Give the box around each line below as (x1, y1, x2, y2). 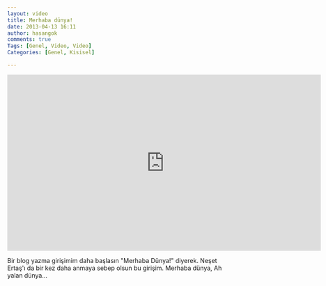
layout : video (7, 10, 49, 17)
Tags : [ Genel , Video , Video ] (7, 42, 92, 49)
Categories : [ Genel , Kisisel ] (7, 49, 95, 56)
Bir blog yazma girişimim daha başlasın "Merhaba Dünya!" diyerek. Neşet (7, 256, 217, 264)
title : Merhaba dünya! (7, 17, 73, 24)
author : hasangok (7, 29, 58, 37)
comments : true (7, 36, 52, 43)
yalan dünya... (7, 271, 47, 279)
